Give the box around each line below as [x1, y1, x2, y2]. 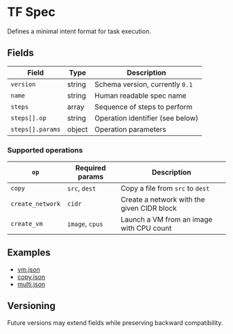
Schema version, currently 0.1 [94, 79, 193, 89]
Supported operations [7, 145, 83, 155]
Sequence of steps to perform [94, 102, 193, 112]
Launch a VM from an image [120, 215, 213, 225]
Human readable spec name [94, 91, 187, 100]
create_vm [10, 220, 43, 228]
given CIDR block [120, 204, 177, 213]
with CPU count [120, 223, 172, 233]
